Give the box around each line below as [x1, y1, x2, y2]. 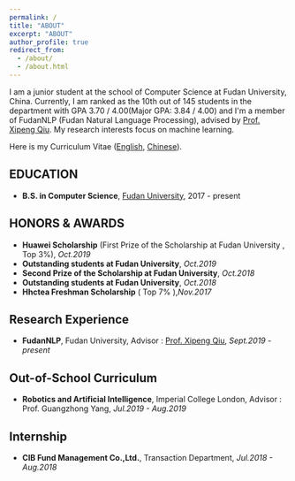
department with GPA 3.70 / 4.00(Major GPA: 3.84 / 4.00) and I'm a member [9, 105, 285, 116]
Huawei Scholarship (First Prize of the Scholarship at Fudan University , [21, 240, 285, 250]
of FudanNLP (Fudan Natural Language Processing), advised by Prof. [9, 114, 261, 125]
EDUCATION [9, 167, 79, 182]
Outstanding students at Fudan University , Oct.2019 [21, 258, 216, 269]
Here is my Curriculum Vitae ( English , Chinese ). [9, 141, 183, 151]
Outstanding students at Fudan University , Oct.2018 [21, 277, 216, 287]
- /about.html [17, 63, 69, 72]
